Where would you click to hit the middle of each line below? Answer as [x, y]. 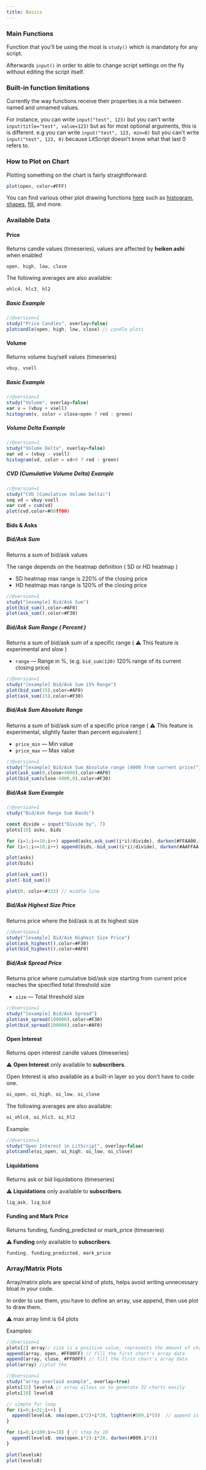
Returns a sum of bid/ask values [47, 555]
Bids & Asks [22, 525]
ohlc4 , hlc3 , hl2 [29, 289]
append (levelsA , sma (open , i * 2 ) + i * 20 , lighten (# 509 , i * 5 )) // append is [105, 1415]
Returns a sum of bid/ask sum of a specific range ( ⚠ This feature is [93, 643]
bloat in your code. [30, 1288]
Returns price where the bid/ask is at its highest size [73, 921]
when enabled [25, 255]
